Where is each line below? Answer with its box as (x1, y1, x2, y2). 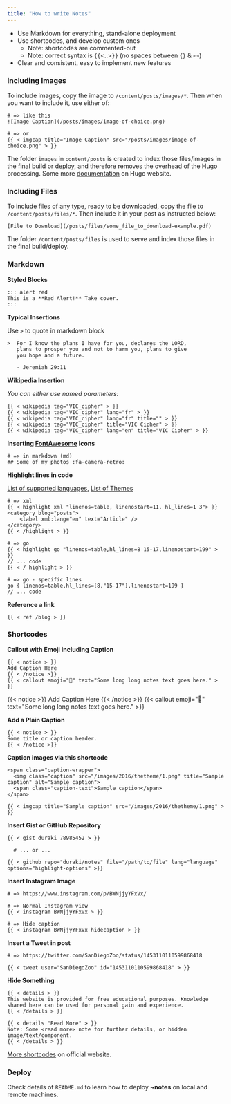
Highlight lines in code (7, 471, 73, 479)
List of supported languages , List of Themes (7, 484, 133, 492)
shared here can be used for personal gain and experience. (7, 1002, 185, 1009)
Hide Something (7, 976, 55, 984)
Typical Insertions (7, 312, 60, 321)
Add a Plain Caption (7, 715, 65, 724)
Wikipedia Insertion (7, 376, 65, 384)
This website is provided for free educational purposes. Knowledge (7, 995, 209, 1002)
